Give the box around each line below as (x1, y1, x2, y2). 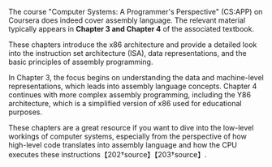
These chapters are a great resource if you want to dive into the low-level (8, 123, 254, 132)
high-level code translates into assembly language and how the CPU (8, 140, 238, 149)
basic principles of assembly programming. (8, 57, 153, 66)
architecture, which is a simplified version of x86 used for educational (8, 99, 242, 108)
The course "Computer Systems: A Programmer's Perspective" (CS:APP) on (8, 7, 263, 16)
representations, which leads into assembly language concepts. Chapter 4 (8, 81, 257, 91)
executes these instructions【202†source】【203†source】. (8, 150, 207, 159)
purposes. (8, 107, 43, 117)
